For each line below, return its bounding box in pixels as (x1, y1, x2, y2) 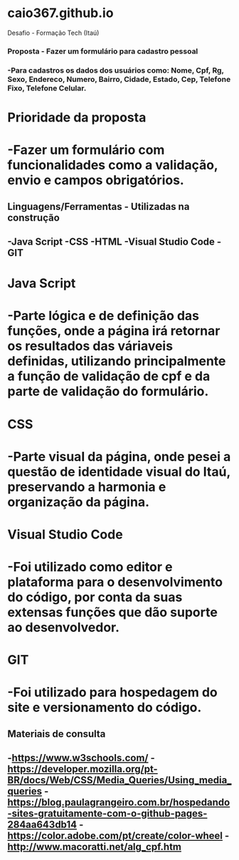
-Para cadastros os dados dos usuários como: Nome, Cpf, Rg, (7, 65, 224, 75)
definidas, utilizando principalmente (7, 354, 226, 369)
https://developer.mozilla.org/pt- (7, 763, 158, 775)
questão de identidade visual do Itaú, (7, 464, 231, 479)
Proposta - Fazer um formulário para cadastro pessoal (7, 46, 198, 56)
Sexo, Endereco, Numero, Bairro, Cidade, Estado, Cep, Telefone (7, 74, 231, 84)
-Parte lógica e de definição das (7, 308, 200, 324)
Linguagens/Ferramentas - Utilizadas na (7, 201, 190, 213)
